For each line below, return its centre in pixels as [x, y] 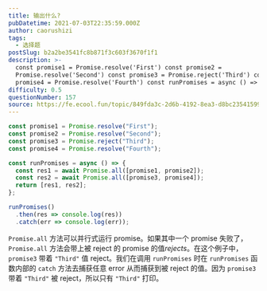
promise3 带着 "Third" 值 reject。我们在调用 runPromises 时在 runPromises [128, 258]
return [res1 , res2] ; [51, 185]
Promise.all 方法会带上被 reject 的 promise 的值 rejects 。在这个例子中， [126, 248]
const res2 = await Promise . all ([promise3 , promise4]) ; [110, 178]
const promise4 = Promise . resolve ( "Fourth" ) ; [85, 148]
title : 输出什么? [35, 16]
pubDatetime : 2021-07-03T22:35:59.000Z [74, 23]
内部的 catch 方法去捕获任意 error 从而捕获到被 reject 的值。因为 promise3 [135, 268]
